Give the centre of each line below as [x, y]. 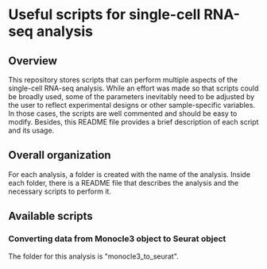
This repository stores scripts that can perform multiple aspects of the [123, 80]
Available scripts [50, 216]
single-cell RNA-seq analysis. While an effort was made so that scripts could [133, 88]
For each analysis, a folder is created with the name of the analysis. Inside [130, 174]
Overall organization [60, 155]
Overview [33, 61]
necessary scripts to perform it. [60, 191]
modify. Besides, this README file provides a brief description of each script [133, 122]
